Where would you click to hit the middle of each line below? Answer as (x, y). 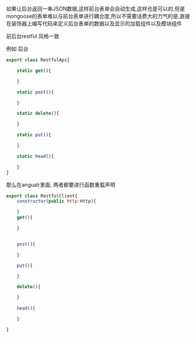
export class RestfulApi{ (38, 60)
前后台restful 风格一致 (33, 36)
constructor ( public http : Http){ (56, 201)
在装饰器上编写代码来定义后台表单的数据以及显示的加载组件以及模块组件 (94, 23)
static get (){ (34, 71)
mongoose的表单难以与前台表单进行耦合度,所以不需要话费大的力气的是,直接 (98, 16)
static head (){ (35, 156)
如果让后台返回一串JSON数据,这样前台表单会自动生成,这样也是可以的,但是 (96, 9)
